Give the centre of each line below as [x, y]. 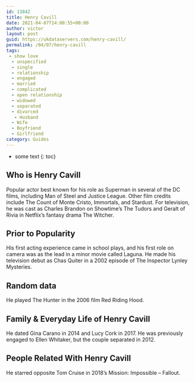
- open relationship [37, 95]
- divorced [25, 112]
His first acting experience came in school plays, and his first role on [90, 248]
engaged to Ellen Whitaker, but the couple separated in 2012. [81, 340]
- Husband [26, 117]
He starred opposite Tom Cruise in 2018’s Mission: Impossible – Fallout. [93, 372]
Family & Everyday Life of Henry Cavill [78, 319]
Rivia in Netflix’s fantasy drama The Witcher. [60, 215]
